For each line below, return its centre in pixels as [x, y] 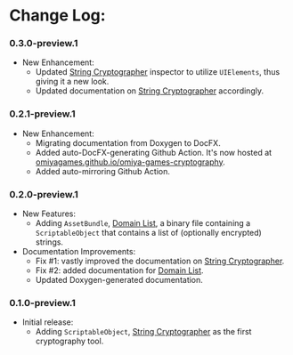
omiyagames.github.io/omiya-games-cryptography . [130, 162]
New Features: [49, 214]
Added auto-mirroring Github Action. [103, 171]
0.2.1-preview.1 [42, 114]
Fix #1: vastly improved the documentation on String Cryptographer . [160, 261]
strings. [49, 242]
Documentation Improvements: [79, 252]
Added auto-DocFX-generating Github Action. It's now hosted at [154, 152]
